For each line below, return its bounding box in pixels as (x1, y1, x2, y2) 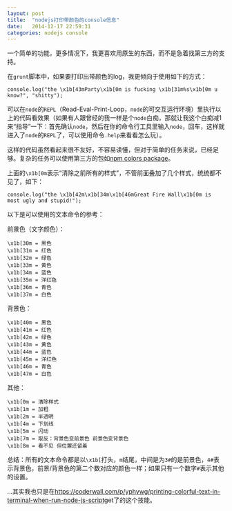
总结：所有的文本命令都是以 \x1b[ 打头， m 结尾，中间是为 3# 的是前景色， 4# (7, 456, 214, 464)
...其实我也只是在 (7, 488, 55, 496)
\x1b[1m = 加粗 (7, 406, 49, 413)
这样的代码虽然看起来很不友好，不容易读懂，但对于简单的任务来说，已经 (7, 146, 213, 154)
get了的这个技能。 (104, 496, 157, 504)
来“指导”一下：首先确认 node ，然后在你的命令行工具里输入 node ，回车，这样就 (7, 122, 225, 131)
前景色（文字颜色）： (7, 225, 65, 233)
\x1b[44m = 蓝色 (7, 349, 52, 356)
